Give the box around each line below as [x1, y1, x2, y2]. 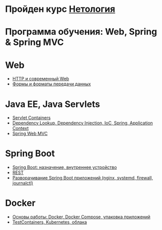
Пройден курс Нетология [5, 3, 115, 15]
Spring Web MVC [12, 130, 48, 137]
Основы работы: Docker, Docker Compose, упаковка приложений [12, 214, 151, 220]
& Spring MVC [5, 37, 64, 48]
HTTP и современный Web [12, 76, 69, 82]
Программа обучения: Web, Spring [5, 26, 158, 38]
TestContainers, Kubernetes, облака [12, 219, 87, 225]
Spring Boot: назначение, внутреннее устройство [12, 165, 117, 171]
